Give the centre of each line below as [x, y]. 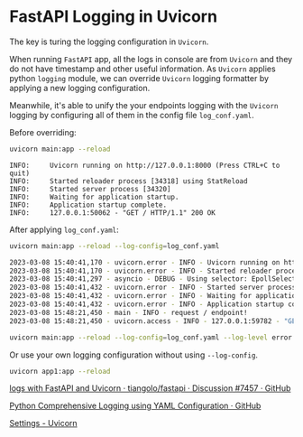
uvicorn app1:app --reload [60, 371]
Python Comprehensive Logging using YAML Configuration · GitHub [135, 406]
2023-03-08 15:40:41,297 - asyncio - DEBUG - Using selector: [129, 279]
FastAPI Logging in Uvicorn [114, 17]
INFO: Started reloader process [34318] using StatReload [129, 181]
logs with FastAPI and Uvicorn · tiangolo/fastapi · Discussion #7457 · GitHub [150, 388]
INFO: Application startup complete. [88, 205]
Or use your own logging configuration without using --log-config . [134, 355]
